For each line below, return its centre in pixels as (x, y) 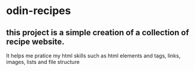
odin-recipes (39, 11)
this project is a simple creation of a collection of (98, 33)
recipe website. (36, 41)
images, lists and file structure (43, 62)
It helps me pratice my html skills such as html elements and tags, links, (93, 56)
